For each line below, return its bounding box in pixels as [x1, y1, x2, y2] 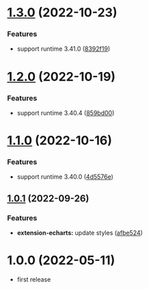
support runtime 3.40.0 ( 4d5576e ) [16, 173, 114, 181]
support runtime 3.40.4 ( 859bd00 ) [16, 108, 115, 117]
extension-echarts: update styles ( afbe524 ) [16, 229, 144, 237]
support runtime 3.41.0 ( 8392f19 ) [16, 45, 111, 53]
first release [16, 275, 51, 284]
